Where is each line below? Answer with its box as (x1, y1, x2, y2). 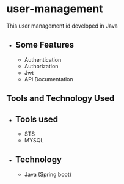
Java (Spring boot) (24, 171, 72, 178)
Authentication (24, 56, 62, 63)
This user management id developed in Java (6, 22, 118, 29)
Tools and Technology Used (6, 94, 115, 104)
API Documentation (24, 75, 73, 83)
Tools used (15, 114, 58, 124)
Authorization (24, 62, 59, 70)
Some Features (15, 40, 75, 50)
